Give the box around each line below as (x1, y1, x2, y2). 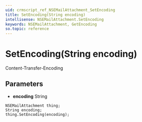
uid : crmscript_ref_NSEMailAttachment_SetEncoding (5, 7, 115, 13)
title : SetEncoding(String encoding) (5, 12, 86, 17)
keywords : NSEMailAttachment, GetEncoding (5, 21, 97, 27)
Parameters (5, 80, 43, 88)
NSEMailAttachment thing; (5, 103, 60, 108)
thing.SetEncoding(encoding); (5, 112, 70, 117)
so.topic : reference (5, 26, 50, 32)
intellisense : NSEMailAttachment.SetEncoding (5, 17, 104, 22)
